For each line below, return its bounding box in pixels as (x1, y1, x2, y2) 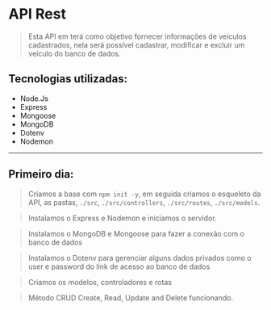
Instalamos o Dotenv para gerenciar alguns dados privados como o (27, 253, 252, 262)
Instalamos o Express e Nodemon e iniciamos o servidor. (27, 213, 217, 223)
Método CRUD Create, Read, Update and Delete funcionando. (27, 292, 234, 303)
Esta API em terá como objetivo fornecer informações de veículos (27, 31, 247, 41)
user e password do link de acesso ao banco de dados (27, 262, 211, 271)
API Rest (8, 5, 67, 23)
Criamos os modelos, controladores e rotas (27, 277, 172, 287)
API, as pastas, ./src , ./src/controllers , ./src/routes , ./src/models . (27, 197, 261, 207)
